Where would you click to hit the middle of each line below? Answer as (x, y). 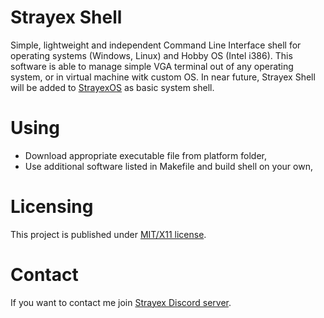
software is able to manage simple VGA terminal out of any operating (152, 66)
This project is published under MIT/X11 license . (108, 234)
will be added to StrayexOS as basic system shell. (112, 87)
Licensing (52, 207)
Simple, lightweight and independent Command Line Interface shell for (156, 45)
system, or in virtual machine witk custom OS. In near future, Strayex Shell (163, 77)
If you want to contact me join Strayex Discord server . (121, 302)
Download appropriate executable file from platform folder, (145, 155)
